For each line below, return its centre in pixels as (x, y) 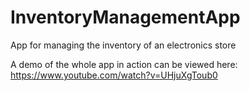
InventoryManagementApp (125, 17)
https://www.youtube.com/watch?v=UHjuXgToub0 (114, 75)
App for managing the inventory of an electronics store (123, 45)
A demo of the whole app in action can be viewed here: (124, 64)
